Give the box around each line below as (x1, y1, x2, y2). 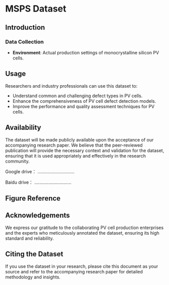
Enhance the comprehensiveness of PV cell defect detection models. (12, 98, 156, 104)
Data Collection (5, 38, 44, 45)
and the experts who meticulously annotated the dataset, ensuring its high (5, 230, 160, 236)
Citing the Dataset (5, 250, 64, 258)
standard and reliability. (5, 235, 54, 241)
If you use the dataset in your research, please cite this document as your (5, 263, 158, 269)
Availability (5, 123, 41, 132)
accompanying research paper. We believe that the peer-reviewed (5, 142, 143, 148)
